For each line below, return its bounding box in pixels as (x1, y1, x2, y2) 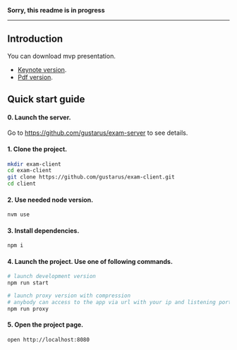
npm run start (7, 279, 49, 286)
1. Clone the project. (7, 145, 68, 153)
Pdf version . (17, 73, 53, 81)
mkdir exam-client (7, 160, 61, 168)
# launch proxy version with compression (7, 292, 131, 299)
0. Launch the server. (7, 113, 71, 121)
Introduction (7, 33, 63, 45)
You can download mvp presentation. (7, 52, 116, 60)
